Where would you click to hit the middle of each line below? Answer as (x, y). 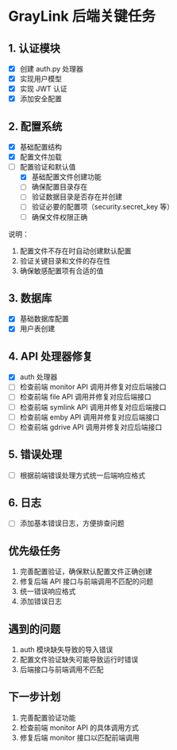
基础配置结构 (40, 147)
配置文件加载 (40, 157)
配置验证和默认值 (48, 167)
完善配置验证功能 (48, 717)
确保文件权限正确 (60, 217)
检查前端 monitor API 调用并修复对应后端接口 (93, 387)
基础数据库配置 (44, 318)
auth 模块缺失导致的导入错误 (66, 650)
